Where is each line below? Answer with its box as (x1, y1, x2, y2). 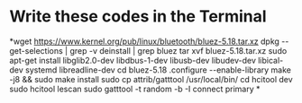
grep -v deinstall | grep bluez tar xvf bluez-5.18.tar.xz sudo (69, 45, 288, 56)
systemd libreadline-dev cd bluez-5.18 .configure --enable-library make (25, 64, 291, 75)
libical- (258, 55, 284, 65)
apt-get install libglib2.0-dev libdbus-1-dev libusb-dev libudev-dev (9, 55, 257, 65)
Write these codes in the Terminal (9, 6, 268, 27)
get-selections (9, 45, 63, 56)
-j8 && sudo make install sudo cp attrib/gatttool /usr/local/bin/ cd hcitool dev (9, 73, 293, 84)
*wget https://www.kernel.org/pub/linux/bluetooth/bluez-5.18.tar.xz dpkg (9, 36, 279, 47)
